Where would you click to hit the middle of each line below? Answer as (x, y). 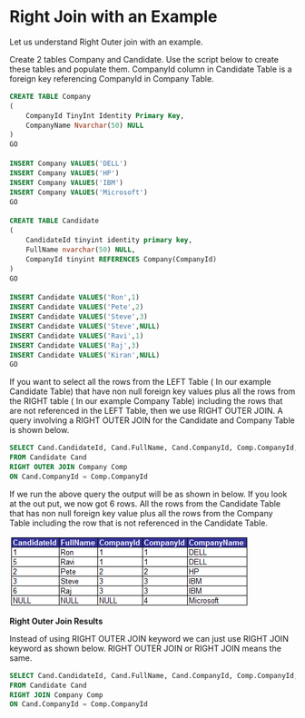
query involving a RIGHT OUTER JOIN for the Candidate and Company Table (152, 420)
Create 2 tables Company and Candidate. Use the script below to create (144, 59)
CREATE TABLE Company (50, 96)
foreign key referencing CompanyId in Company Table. (112, 78)
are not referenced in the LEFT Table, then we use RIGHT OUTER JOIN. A (146, 411)
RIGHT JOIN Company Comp (56, 695)
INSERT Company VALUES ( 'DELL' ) (69, 164)
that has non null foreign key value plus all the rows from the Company (142, 513)
